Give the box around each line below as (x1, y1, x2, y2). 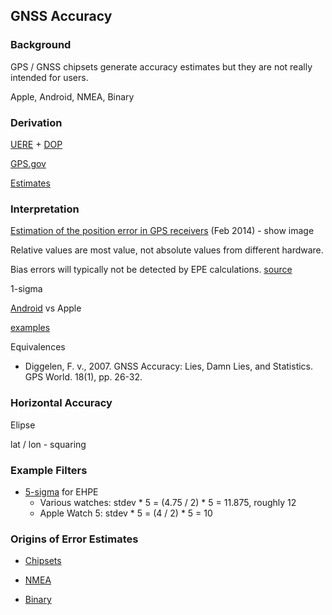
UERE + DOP (10, 138, 63, 150)
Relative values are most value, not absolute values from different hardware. (10, 244, 324, 256)
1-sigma (10, 283, 43, 295)
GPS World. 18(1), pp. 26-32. (24, 371, 143, 383)
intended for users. (10, 71, 89, 83)
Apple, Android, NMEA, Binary (10, 90, 135, 103)
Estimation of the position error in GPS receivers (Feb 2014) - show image (10, 225, 315, 237)
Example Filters (10, 463, 88, 477)
